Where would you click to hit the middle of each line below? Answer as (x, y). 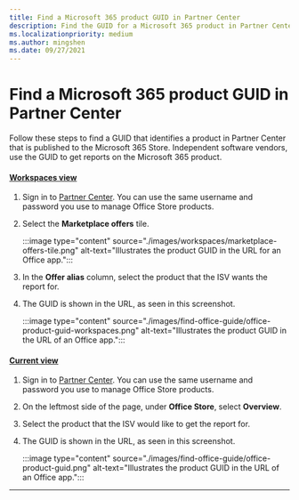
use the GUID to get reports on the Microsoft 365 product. (116, 157)
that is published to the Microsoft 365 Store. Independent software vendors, (148, 148)
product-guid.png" (57, 468)
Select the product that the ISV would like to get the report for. (136, 424)
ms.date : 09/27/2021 (48, 51)
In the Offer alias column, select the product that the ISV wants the (145, 278)
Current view (34, 360)
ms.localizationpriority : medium (71, 34)
